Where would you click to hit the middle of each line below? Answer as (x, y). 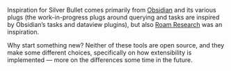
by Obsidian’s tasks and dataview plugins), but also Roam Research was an (115, 24)
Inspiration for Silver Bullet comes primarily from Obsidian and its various (112, 10)
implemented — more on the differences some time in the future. (100, 60)
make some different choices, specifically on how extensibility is (99, 52)
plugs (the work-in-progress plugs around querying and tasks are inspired (113, 17)
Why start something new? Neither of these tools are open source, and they (116, 45)
